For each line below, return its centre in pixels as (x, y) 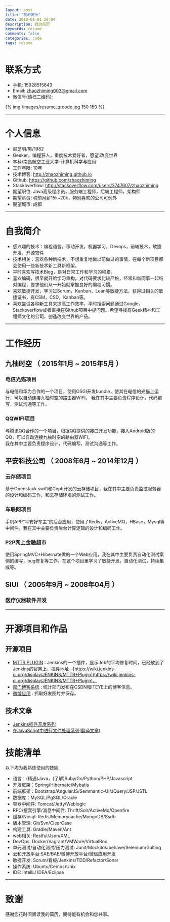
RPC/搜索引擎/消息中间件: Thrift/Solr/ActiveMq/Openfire (71, 810)
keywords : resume (24, 29)
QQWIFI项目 (20, 419)
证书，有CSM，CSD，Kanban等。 (53, 297)
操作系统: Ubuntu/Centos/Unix (44, 867)
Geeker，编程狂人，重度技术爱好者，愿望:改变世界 (65, 155)
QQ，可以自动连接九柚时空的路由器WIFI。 (49, 437)
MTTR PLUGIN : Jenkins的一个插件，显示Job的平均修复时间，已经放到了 (88, 662)
